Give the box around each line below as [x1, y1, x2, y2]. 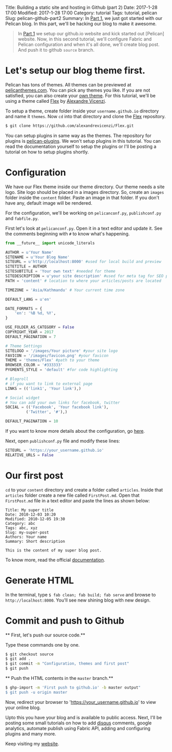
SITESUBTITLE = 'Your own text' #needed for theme [5, 269, 116, 274]
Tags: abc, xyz [5, 525, 38, 530]
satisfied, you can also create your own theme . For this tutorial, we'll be [5, 92, 156, 99]
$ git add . [5, 656, 31, 661]
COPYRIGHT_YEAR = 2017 [5, 329, 54, 335]
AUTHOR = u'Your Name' [5, 250, 54, 255]
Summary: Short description [5, 539, 66, 544]
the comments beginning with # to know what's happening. [5, 230, 130, 237]
